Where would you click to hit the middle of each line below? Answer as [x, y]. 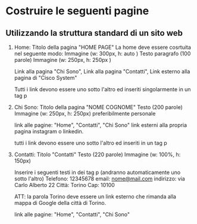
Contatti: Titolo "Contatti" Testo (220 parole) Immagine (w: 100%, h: [97, 154]
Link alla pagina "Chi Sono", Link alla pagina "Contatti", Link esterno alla [102, 71]
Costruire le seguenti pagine [77, 11]
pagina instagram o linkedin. [49, 131]
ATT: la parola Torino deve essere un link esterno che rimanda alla [95, 197]
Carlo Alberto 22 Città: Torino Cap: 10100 [65, 185]
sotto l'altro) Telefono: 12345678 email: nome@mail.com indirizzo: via [99, 179]
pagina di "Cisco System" [46, 78]
